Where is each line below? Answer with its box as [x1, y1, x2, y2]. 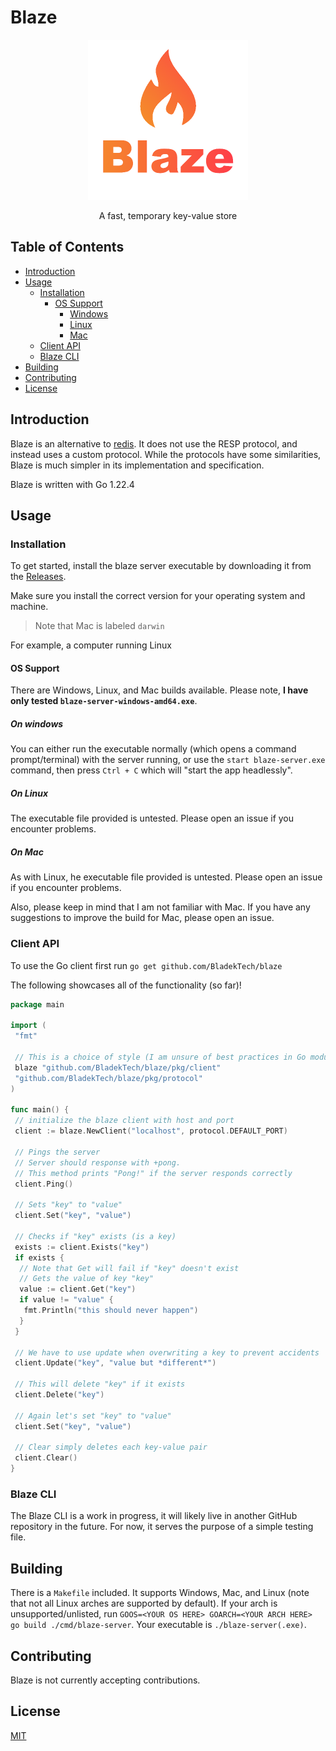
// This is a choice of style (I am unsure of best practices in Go [14, 1052, 307, 1063]
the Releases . [10, 571, 67, 583]
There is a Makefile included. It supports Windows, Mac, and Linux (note [10, 1587, 310, 1599]
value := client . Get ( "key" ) [19, 1284, 137, 1295]
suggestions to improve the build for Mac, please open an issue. [10, 912, 275, 924]
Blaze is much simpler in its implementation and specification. [10, 459, 265, 471]
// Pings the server [14, 1147, 101, 1157]
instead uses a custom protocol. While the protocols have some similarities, [10, 448, 322, 460]
